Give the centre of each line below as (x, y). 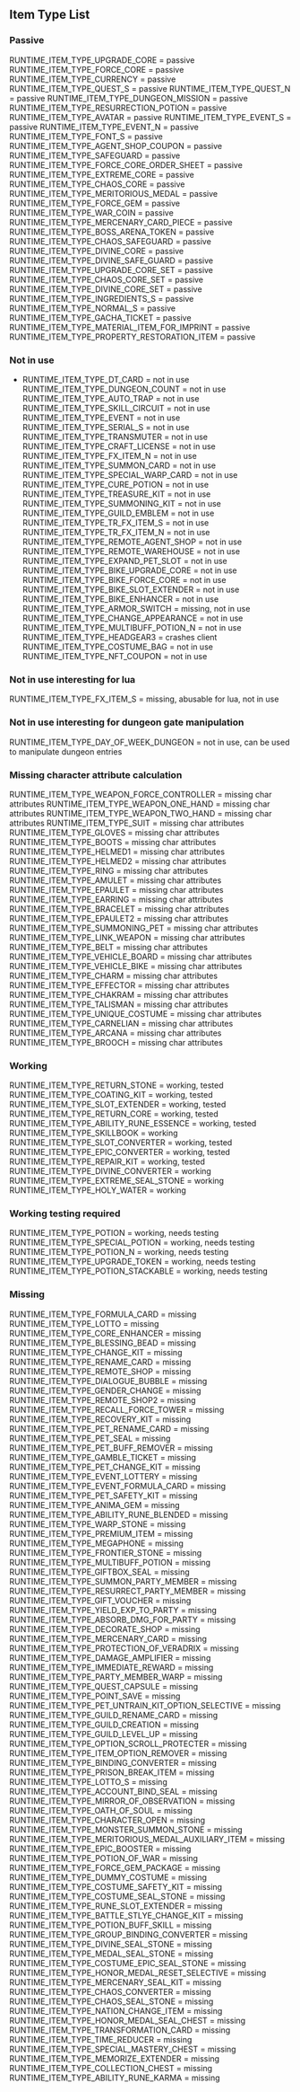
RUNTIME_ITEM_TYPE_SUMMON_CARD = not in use (119, 465)
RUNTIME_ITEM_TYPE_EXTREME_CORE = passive (102, 174)
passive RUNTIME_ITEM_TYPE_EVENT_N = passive (104, 127)
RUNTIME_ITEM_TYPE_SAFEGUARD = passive (95, 155)
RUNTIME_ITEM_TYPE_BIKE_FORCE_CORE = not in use (124, 579)
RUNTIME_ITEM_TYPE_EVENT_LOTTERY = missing (103, 1476)
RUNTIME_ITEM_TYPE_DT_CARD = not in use (106, 379)
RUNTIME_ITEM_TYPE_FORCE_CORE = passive (97, 69)
